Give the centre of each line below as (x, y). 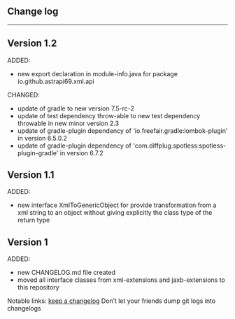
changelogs (24, 309)
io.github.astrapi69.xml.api (56, 81)
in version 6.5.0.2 (42, 138)
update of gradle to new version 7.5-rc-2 (76, 108)
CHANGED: (23, 94)
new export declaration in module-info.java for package (98, 73)
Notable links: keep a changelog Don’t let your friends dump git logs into (112, 301)
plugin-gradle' (38, 153)
